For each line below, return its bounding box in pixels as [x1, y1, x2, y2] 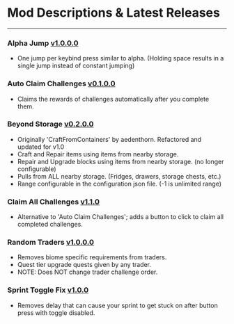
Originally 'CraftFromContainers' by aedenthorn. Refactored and [17, 135, 202, 143]
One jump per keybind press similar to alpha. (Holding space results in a [17, 54, 224, 63]
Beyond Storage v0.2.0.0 [7, 120, 94, 129]
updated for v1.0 [17, 143, 65, 151]
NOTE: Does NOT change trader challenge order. [17, 268, 158, 276]
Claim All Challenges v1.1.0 [7, 197, 100, 206]
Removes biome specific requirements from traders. [17, 253, 167, 261]
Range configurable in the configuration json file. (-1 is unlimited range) [17, 179, 221, 188]
